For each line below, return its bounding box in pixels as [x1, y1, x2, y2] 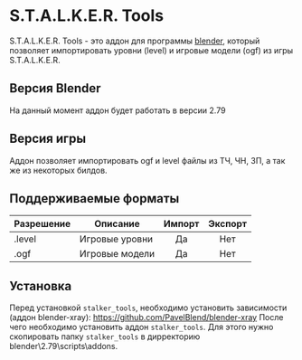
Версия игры [9, 131, 87, 147]
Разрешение [14, 218, 71, 231]
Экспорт [207, 218, 247, 231]
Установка [9, 278, 72, 294]
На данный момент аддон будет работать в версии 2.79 [9, 105, 226, 116]
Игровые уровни [80, 232, 154, 245]
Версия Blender [9, 81, 101, 96]
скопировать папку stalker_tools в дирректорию [9, 331, 201, 342]
